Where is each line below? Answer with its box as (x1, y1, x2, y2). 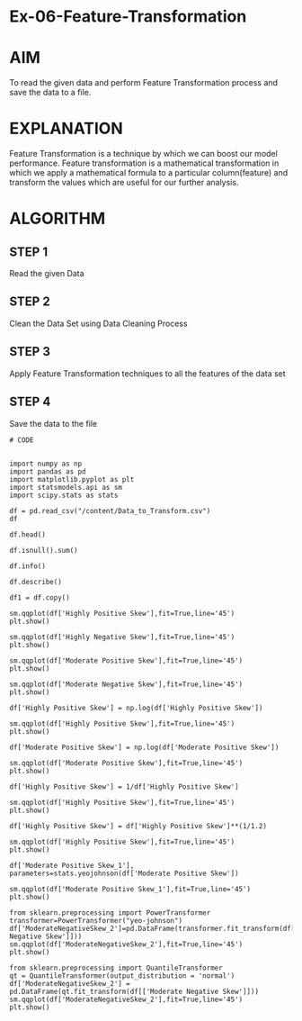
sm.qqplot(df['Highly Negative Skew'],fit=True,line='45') (9, 632, 235, 641)
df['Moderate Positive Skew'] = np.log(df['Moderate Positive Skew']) (9, 743, 280, 752)
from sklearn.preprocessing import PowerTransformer (9, 908, 211, 917)
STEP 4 (9, 394, 51, 410)
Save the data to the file (9, 418, 98, 429)
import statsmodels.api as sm (9, 483, 123, 492)
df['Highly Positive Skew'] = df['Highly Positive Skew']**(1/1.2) (9, 821, 268, 830)
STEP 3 (9, 344, 51, 359)
